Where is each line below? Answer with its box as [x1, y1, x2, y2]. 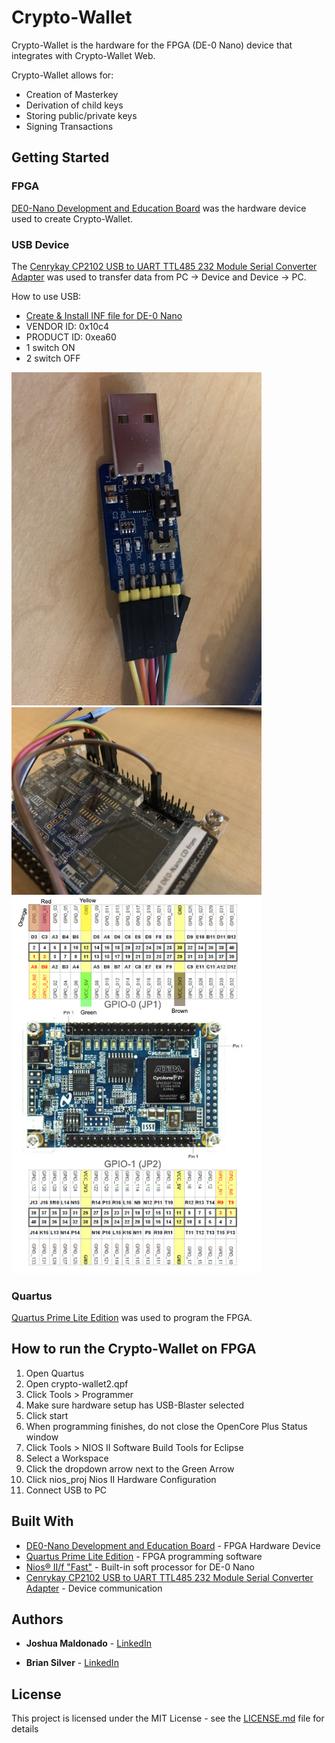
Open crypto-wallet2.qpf [25, 1377, 129, 1390]
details [11, 1723, 39, 1735]
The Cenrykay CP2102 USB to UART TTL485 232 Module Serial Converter [11, 260, 318, 272]
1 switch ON [25, 341, 76, 353]
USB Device [11, 237, 70, 251]
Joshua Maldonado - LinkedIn [25, 1637, 152, 1650]
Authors [11, 1611, 64, 1628]
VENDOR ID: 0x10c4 [25, 320, 110, 332]
